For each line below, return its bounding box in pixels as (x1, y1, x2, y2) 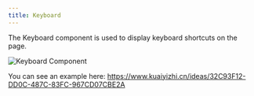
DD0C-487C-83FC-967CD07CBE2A (8, 80, 125, 89)
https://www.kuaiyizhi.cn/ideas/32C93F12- (107, 71, 246, 80)
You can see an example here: (8, 71, 106, 80)
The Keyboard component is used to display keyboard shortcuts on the (8, 33, 238, 42)
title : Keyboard (8, 11, 61, 20)
